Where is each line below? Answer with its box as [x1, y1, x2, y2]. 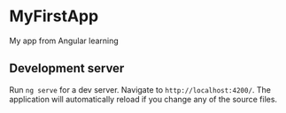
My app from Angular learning [9, 35, 120, 46]
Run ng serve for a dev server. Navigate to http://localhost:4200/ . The [9, 84, 272, 94]
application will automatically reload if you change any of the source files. [9, 94, 277, 104]
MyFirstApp [9, 6, 99, 26]
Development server [9, 61, 125, 76]
